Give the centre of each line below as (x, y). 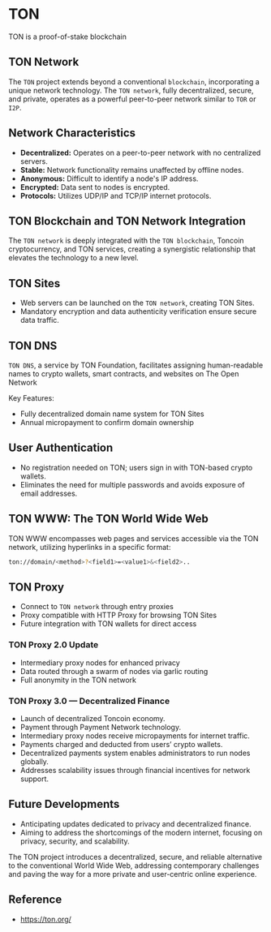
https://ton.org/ (45, 919)
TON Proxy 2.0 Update (54, 645)
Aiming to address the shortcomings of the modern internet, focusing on (141, 832)
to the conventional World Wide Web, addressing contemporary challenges (134, 865)
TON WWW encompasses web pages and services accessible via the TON (133, 538)
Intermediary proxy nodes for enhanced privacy (100, 663)
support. (34, 779)
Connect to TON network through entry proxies (97, 607)
